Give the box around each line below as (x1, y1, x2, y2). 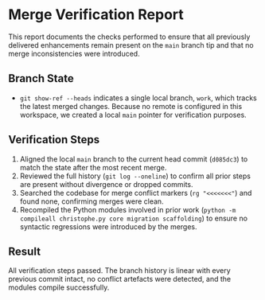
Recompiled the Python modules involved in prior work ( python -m (19, 205, 236, 214)
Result (8, 244, 41, 258)
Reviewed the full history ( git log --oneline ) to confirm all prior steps (19, 171, 251, 181)
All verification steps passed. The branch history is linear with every (8, 266, 231, 275)
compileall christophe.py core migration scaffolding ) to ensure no (19, 213, 248, 223)
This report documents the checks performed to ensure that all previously (8, 32, 251, 41)
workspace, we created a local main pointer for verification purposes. (19, 110, 247, 119)
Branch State (8, 72, 74, 85)
